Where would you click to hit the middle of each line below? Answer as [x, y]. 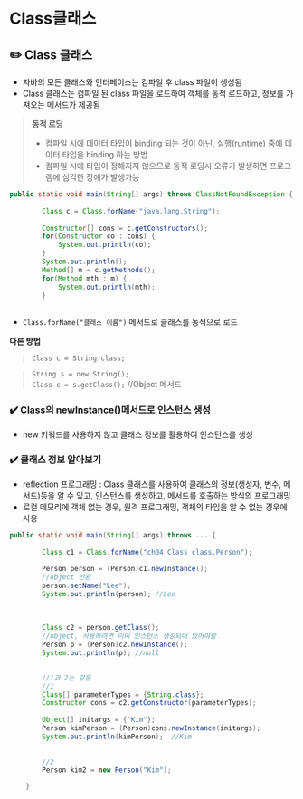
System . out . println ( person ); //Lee [109, 594]
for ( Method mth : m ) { [85, 278]
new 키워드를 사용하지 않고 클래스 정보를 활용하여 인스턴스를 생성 [137, 434]
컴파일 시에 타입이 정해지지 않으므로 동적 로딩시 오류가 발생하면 [156, 166]
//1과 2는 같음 [66, 678]
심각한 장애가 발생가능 [101, 177]
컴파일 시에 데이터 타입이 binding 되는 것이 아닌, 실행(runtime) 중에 [164, 143]
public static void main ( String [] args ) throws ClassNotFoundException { [151, 195]
